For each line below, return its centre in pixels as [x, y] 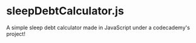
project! [16, 33]
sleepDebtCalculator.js [65, 11]
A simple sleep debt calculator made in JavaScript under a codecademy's [98, 27]
